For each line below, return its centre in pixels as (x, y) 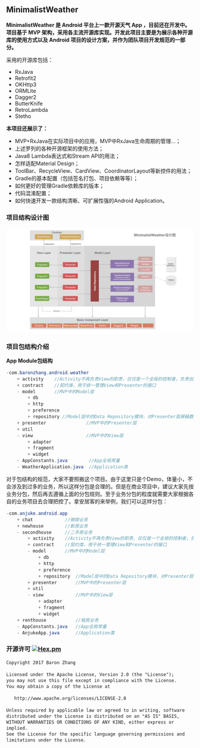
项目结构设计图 (28, 217)
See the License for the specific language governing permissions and (96, 734)
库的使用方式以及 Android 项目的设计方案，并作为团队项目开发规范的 (91, 40)
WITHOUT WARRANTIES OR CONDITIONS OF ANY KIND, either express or (90, 722)
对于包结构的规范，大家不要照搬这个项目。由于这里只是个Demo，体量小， (97, 479)
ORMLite (26, 91)
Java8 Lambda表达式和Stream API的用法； (68, 156)
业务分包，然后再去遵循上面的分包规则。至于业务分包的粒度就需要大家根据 (97, 494)
